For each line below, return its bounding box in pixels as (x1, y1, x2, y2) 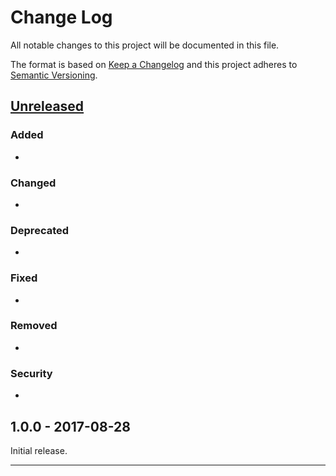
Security (10, 366, 53, 380)
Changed (10, 176, 57, 190)
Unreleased (10, 98, 85, 115)
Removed (10, 319, 58, 333)
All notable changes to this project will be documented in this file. (10, 39, 280, 51)
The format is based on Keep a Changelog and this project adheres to (10, 58, 298, 70)
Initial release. (10, 444, 68, 456)
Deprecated (10, 223, 70, 237)
